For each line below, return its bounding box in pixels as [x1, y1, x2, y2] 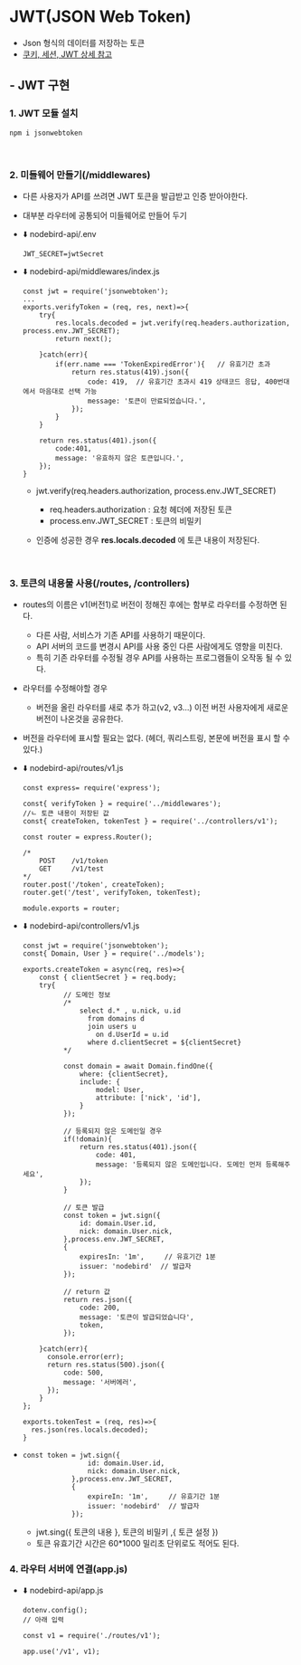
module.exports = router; [22, 904, 120, 913]
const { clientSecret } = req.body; [39, 973, 177, 983]
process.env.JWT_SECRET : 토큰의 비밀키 [49, 515, 202, 526]
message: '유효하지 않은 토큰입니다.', [55, 453, 184, 462]
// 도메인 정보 [62, 991, 111, 1000]
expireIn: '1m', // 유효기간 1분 [87, 1492, 221, 1501]
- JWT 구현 [9, 78, 71, 93]
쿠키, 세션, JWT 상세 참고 [22, 48, 113, 60]
